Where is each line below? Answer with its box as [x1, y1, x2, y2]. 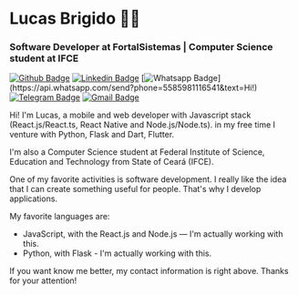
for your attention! [9, 275, 77, 286]
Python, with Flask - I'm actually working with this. [22, 248, 212, 259]
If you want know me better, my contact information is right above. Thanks [9, 266, 289, 277]
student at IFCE [9, 52, 79, 65]
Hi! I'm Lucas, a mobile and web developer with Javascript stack [9, 109, 252, 121]
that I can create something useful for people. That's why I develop [9, 184, 262, 195]
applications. [9, 193, 57, 204]
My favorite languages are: [9, 211, 110, 222]
